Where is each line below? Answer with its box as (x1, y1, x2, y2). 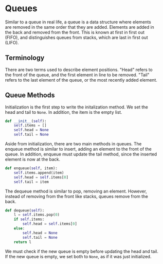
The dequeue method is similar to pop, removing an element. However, (5, 188, 147, 194)
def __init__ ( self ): (5, 119, 47, 123)
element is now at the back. (5, 157, 61, 162)
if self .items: (14, 217, 45, 222)
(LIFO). (5, 39, 19, 45)
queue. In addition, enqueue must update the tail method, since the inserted (5, 151, 157, 157)
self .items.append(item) (14, 170, 64, 175)
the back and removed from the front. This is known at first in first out (5, 29, 145, 35)
